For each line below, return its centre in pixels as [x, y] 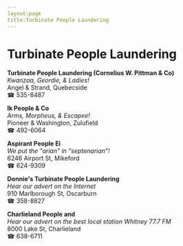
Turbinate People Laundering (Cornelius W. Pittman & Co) [91, 73]
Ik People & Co [28, 108]
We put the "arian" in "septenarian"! [58, 151]
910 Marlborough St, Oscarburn [52, 194]
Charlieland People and [41, 214]
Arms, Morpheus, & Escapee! [49, 116]
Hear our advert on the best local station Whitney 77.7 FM [89, 222]
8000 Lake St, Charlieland [44, 229]
